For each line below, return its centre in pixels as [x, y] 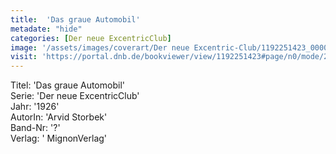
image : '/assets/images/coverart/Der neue [100, 47]
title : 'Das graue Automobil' [75, 19]
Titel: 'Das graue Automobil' [67, 85]
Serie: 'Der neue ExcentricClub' [75, 96]
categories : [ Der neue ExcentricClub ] [91, 38]
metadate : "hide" [46, 29]
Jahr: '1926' [35, 107]
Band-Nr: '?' [35, 128]
